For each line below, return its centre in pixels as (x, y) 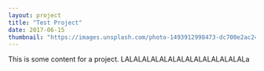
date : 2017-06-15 (37, 30)
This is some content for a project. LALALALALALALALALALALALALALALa (129, 59)
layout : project (35, 15)
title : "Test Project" (45, 23)
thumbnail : (26, 37)
